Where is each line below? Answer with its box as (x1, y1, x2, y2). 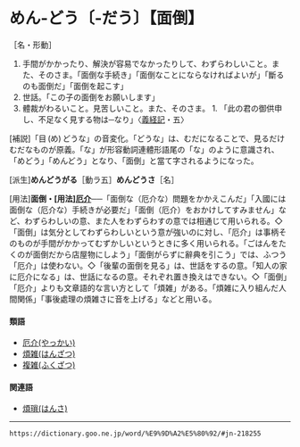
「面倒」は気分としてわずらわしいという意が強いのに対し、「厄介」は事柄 (9, 227, 279, 237)
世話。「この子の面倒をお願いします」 (21, 91, 160, 103)
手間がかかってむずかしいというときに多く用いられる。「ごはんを (39, 237, 279, 248)
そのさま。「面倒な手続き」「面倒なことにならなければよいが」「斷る (37, 69, 285, 80)
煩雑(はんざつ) (21, 349, 76, 360)
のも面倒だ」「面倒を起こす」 (21, 80, 129, 91)
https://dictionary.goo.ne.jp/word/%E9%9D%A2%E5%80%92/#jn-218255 (9, 429, 262, 438)
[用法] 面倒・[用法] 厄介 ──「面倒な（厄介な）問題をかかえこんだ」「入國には (9, 193, 287, 203)
